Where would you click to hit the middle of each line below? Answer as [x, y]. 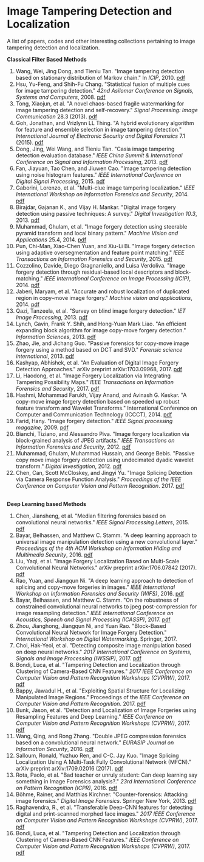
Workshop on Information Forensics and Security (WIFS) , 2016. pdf [100, 593]
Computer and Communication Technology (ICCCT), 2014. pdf [94, 414]
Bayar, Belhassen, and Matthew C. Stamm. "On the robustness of [97, 600]
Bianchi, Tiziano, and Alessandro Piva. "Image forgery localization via [103, 433]
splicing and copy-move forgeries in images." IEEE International [95, 587]
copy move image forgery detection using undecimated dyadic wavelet [104, 460]
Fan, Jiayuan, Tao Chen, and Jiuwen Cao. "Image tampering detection [103, 168]
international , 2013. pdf [45, 356]
